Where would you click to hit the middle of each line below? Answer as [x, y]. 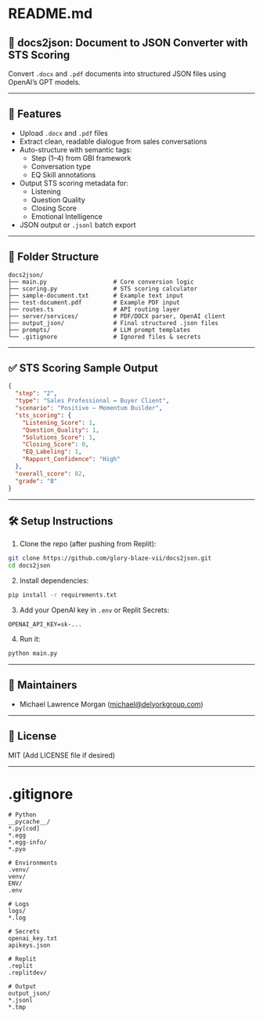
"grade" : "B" [36, 481]
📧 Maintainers [43, 685]
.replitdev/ [27, 973]
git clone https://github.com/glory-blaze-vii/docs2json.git [110, 558]
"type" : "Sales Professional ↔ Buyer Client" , [92, 401]
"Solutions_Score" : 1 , [59, 437]
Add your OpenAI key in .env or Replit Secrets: [94, 610]
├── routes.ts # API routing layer [94, 309]
